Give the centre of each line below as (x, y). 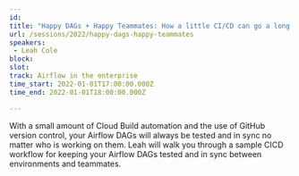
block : (21, 59)
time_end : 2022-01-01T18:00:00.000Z (77, 92)
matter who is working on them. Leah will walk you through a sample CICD (146, 145)
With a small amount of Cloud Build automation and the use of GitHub (137, 125)
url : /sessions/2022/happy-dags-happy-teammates (102, 34)
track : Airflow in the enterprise (74, 76)
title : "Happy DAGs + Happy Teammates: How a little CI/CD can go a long (150, 26)
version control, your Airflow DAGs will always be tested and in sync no (141, 135)
